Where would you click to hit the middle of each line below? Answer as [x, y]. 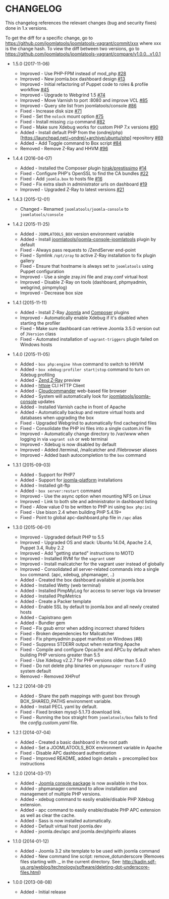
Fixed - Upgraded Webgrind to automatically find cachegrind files [88, 423]
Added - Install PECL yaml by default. [59, 706]
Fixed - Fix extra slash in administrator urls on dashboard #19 [83, 184]
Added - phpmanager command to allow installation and [78, 788]
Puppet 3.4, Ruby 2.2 [42, 548]
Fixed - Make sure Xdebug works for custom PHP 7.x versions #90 [89, 127]
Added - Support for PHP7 [47, 474]
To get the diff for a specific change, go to [49, 38]
